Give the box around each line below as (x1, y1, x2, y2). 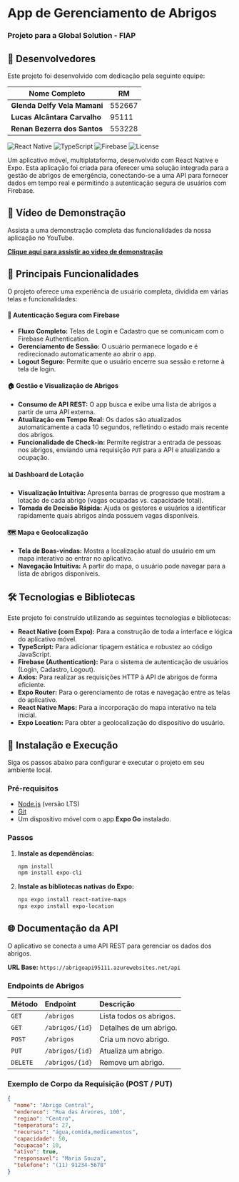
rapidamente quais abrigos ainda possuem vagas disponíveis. (17, 511, 200, 520)
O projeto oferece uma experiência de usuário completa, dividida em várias (7, 287, 229, 296)
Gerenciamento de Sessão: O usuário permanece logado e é (17, 341, 198, 351)
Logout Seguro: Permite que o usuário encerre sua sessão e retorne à (17, 357, 225, 366)
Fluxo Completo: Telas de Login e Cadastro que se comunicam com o (17, 326, 225, 335)
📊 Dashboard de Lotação (7, 470, 84, 479)
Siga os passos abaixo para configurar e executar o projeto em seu (7, 758, 205, 766)
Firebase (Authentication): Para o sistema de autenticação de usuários (17, 658, 229, 666)
